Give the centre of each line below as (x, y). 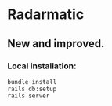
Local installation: (42, 66)
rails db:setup (32, 89)
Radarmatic (46, 15)
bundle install (32, 82)
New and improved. (56, 44)
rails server (29, 96)
